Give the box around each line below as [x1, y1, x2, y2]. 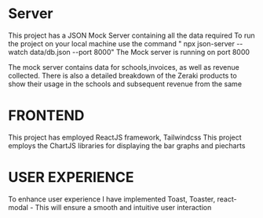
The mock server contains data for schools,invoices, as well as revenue [8, 62, 239, 71]
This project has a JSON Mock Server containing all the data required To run [8, 31, 255, 40]
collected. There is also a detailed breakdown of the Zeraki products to [8, 71, 237, 80]
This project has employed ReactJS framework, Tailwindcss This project [8, 133, 242, 142]
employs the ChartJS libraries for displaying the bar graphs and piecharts [8, 140, 246, 150]
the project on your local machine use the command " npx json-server [8, 38, 236, 48]
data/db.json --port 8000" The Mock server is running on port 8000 [29, 47, 250, 56]
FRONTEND [8, 107, 85, 125]
